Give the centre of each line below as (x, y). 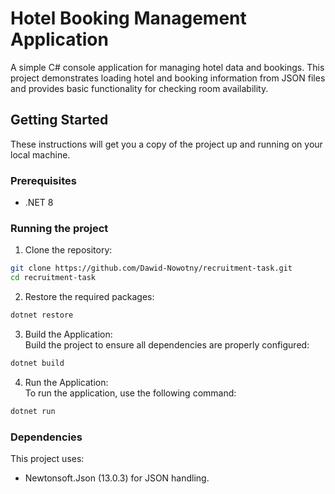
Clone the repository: (68, 250)
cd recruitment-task (53, 278)
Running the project (59, 228)
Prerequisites (43, 180)
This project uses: (47, 459)
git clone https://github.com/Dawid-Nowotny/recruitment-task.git (151, 268)
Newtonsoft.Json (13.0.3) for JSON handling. (117, 478)
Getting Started (59, 120)
